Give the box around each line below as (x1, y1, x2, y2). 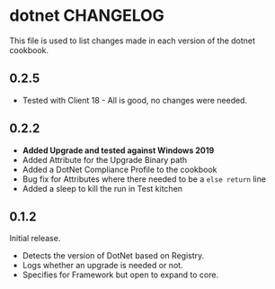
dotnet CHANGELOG (9, 5, 164, 26)
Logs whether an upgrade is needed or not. (22, 260, 183, 271)
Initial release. (9, 233, 61, 244)
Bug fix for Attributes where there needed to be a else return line (22, 173, 267, 185)
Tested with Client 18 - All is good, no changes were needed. (22, 95, 248, 105)
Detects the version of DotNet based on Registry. (22, 250, 205, 261)
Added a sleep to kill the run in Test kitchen (22, 183, 182, 194)
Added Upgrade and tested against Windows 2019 (22, 145, 215, 156)
